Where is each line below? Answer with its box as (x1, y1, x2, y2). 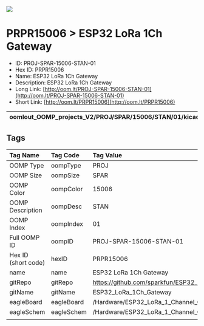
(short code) (9, 258, 46, 267)
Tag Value (92, 151, 123, 159)
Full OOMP (9, 233, 40, 242)
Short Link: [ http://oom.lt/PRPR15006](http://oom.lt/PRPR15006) (15, 98, 175, 106)
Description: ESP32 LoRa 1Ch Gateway (15, 79, 112, 86)
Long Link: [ (15, 85, 46, 92)
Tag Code (50, 151, 80, 159)
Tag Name (9, 151, 39, 159)
